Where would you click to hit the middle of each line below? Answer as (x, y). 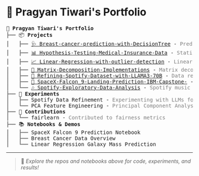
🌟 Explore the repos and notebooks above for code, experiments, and (106, 161)
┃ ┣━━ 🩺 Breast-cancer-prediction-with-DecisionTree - (92, 44)
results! (30, 167)
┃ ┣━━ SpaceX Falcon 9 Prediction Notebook (73, 132)
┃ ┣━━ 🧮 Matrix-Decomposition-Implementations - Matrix (92, 70)
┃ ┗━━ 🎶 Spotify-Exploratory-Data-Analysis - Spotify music (98, 87)
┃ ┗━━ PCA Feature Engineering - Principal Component (89, 105)
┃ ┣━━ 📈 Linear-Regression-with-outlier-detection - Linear (99, 61)
